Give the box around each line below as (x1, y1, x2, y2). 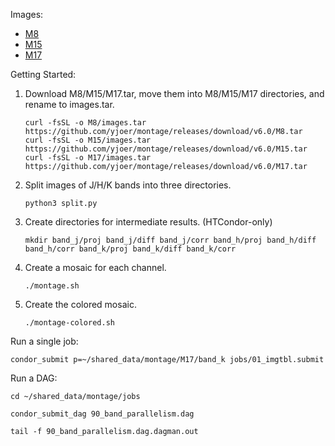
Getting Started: (10, 69, 77, 80)
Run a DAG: (10, 372, 58, 384)
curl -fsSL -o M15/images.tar (24, 135, 152, 145)
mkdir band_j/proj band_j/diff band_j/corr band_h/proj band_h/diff (24, 235, 317, 245)
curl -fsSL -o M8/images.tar (24, 118, 147, 128)
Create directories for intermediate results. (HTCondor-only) (24, 216, 273, 228)
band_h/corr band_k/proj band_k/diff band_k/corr (24, 244, 237, 254)
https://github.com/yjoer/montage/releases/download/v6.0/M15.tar (24, 144, 308, 154)
